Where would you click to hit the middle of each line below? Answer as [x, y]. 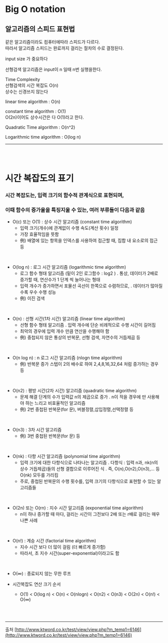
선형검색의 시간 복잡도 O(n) [32, 85]
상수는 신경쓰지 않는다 [27, 92]
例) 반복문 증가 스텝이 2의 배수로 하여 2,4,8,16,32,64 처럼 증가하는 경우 [89, 364]
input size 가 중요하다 [26, 59]
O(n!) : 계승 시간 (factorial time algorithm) [54, 541]
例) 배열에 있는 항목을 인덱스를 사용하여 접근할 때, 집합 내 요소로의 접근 [89, 241]
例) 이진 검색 [32, 298]
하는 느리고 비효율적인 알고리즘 [55, 403]
